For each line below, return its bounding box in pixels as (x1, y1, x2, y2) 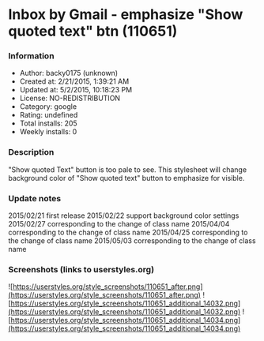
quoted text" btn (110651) (8, 22, 178, 40)
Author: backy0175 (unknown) (19, 69, 119, 78)
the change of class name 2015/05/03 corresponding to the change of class (8, 236, 256, 245)
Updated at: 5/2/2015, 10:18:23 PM (19, 85, 133, 95)
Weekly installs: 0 (19, 127, 77, 137)
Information (8, 51, 55, 62)
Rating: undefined (19, 111, 78, 120)
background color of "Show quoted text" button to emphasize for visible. (8, 173, 245, 182)
